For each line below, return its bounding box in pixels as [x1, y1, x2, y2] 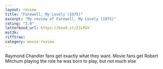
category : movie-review [5, 39, 54, 44]
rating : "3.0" [5, 21, 35, 26]
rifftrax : [5, 35, 26, 40]
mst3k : [5, 30, 19, 35]
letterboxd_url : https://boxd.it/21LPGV [5, 26, 90, 31]
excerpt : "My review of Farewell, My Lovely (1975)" [5, 16, 116, 21]
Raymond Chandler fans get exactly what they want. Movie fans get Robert [5, 53, 159, 59]
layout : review [5, 7, 37, 12]
